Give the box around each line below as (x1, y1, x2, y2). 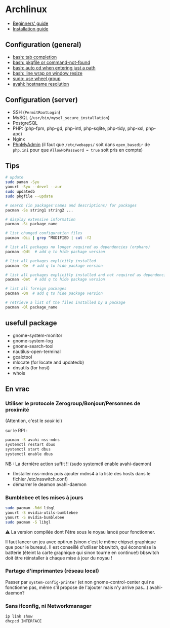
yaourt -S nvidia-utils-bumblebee (5, 510, 78, 515)
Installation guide (12, 25, 49, 31)
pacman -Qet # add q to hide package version (5, 277, 105, 282)
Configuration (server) (5, 95, 78, 104)
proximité (5, 406, 29, 413)
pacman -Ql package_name (5, 304, 58, 310)
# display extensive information (5, 217, 76, 222)
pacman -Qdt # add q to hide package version (5, 249, 105, 254)
